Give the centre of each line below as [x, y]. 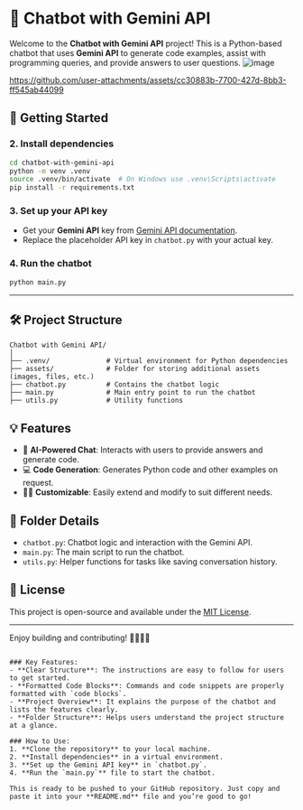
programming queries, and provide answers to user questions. [125, 62]
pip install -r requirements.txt [72, 188]
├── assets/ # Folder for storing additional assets [134, 369]
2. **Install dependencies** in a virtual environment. [116, 757]
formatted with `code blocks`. [68, 694]
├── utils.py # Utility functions [96, 401]
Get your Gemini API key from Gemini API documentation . [130, 230]
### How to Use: [40, 741]
